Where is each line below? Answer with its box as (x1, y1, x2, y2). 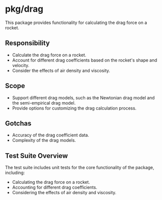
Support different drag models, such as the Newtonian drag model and (12, 94, 155, 101)
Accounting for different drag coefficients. (12, 184, 97, 190)
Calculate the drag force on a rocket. (12, 52, 87, 58)
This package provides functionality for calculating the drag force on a (5, 20, 147, 25)
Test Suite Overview (5, 152, 68, 160)
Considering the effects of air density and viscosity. (12, 190, 116, 196)
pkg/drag (5, 3, 44, 15)
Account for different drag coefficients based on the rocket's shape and (12, 57, 158, 63)
